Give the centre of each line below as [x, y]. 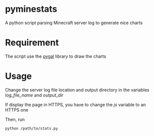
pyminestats [31, 9]
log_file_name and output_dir [34, 95]
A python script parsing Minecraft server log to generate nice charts [74, 23]
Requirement [32, 43]
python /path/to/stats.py [31, 128]
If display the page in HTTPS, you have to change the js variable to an [76, 104]
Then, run [15, 119]
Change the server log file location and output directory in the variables [77, 90]
